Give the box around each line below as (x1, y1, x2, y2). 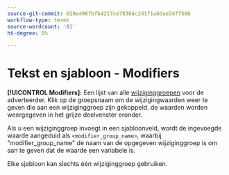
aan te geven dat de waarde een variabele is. (7, 147, 136, 155)
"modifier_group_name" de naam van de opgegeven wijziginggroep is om (7, 139, 217, 147)
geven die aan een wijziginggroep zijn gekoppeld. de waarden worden (7, 103, 208, 112)
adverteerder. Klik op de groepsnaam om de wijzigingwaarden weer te (7, 96, 208, 104)
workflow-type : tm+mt (7, 17, 70, 24)
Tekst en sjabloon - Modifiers (7, 65, 180, 81)
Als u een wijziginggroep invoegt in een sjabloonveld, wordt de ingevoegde (7, 124, 222, 133)
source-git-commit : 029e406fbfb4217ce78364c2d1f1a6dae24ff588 (7, 10, 191, 17)
